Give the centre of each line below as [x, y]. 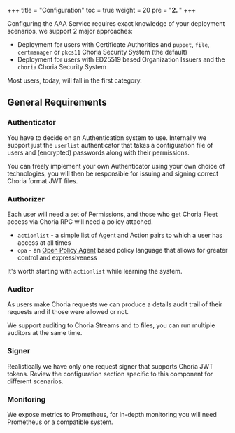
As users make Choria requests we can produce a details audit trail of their [115, 304]
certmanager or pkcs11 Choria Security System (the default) [102, 52]
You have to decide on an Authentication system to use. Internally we [107, 137]
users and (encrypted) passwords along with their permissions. [99, 152]
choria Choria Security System [62, 67]
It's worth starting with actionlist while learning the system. [95, 271]
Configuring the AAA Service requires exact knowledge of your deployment [116, 23]
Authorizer [26, 199]
